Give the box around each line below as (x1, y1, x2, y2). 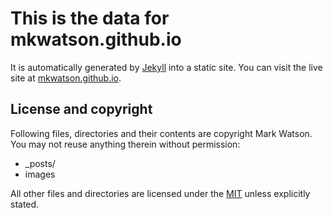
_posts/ (24, 157, 56, 169)
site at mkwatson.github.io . (10, 72, 122, 84)
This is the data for (10, 7, 170, 30)
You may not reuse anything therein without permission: (10, 138, 241, 150)
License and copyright (10, 101, 153, 118)
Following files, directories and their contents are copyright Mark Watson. (10, 127, 313, 139)
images (24, 168, 56, 180)
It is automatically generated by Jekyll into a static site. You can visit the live (10, 61, 323, 73)
